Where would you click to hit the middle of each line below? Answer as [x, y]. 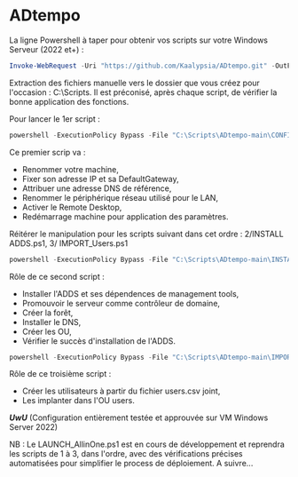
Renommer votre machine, [71, 169]
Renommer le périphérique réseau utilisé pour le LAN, [120, 197]
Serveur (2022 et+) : [47, 49]
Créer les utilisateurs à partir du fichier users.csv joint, [121, 391]
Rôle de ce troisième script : [60, 374]
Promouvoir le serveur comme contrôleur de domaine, [121, 303]
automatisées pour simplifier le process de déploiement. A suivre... [131, 464]
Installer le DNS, [51, 322]
